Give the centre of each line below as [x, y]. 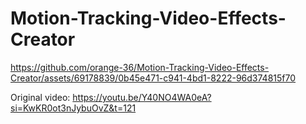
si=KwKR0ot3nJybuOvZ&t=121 [73, 108]
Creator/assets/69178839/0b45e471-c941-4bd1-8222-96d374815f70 [153, 78]
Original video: [40, 97]
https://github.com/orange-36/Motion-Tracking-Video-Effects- [140, 67]
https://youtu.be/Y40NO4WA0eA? [142, 97]
